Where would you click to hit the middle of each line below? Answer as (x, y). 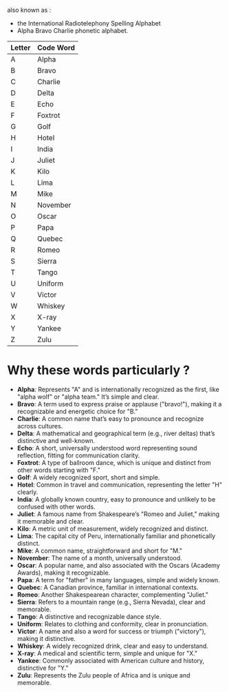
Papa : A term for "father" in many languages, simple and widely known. (118, 580)
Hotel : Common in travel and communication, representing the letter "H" (119, 484)
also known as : (29, 10)
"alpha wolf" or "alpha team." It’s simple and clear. (88, 397)
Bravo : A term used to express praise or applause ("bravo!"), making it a (119, 404)
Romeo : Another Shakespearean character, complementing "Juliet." (112, 594)
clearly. (28, 492)
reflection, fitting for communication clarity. (78, 455)
